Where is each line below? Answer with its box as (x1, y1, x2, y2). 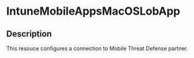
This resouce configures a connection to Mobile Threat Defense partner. (6, 45, 189, 52)
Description (6, 29, 52, 39)
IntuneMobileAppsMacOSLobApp (6, 4, 181, 18)
